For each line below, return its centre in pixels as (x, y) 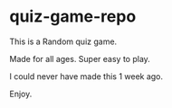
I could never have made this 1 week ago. (86, 76)
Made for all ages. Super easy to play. (80, 58)
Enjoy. (21, 94)
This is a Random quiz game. (63, 41)
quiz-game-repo (73, 17)
